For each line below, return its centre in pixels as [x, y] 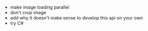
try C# [17, 23]
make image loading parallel [40, 7]
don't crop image [28, 12]
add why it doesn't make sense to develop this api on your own [76, 18]
